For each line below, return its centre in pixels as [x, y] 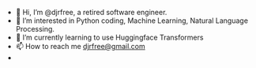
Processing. [35, 29]
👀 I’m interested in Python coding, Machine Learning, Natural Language [132, 21]
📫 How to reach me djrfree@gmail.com [81, 46]
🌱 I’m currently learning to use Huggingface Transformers [109, 37]
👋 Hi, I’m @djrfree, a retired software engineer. [91, 12]
